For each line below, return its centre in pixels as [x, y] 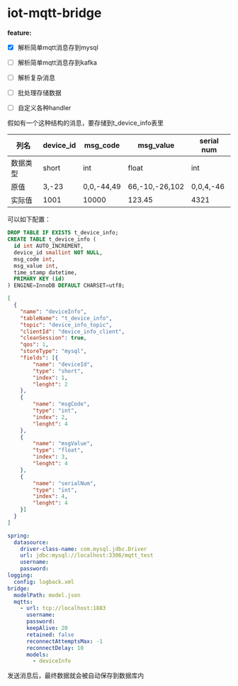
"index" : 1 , [51, 378]
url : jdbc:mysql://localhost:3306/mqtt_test [87, 555]
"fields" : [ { [39, 358]
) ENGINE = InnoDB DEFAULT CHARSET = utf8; [66, 285]
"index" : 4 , [51, 496]
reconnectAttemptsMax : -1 [64, 641]
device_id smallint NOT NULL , [58, 252]
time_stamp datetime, [46, 272]
